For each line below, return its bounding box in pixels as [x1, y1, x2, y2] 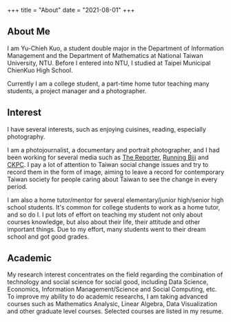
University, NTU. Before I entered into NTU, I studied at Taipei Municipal [7, 59, 211, 67]
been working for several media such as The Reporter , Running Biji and [7, 153, 209, 161]
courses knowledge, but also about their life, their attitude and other [7, 217, 201, 226]
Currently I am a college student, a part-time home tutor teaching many [7, 79, 210, 88]
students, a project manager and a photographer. [7, 86, 147, 95]
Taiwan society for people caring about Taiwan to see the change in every [7, 175, 218, 183]
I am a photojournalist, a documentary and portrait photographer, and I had [7, 145, 220, 154]
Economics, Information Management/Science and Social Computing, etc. [7, 285, 217, 294]
